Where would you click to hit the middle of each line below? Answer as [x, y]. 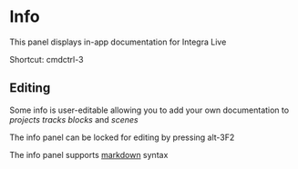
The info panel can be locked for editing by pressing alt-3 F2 [122, 137]
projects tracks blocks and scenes [74, 119]
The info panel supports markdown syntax [89, 154]
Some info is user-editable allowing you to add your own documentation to [149, 110]
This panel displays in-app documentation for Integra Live [118, 42]
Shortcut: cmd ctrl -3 [46, 59]
